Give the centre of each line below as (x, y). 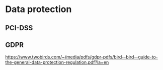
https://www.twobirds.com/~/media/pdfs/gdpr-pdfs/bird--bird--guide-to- (81, 57)
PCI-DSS (19, 28)
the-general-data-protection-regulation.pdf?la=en (57, 62)
